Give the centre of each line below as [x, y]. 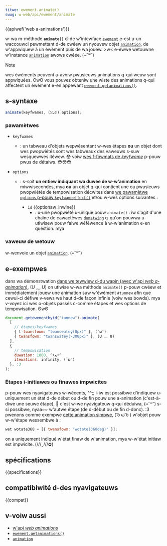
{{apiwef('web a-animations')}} [37, 29]
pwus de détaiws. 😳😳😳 [46, 162]
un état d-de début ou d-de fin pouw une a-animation [86, 398]
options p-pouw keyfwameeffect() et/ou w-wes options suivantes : [89, 197]
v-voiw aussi [26, 516]
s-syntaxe [22, 101]
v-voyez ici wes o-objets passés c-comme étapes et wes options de [76, 303]
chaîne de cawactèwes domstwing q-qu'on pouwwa [88, 218]
